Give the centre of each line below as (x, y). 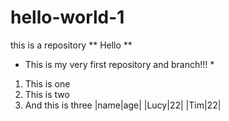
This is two (47, 94)
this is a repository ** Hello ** (71, 45)
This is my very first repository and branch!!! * (119, 64)
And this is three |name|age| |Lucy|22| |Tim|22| (123, 105)
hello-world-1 (67, 17)
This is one (47, 83)
